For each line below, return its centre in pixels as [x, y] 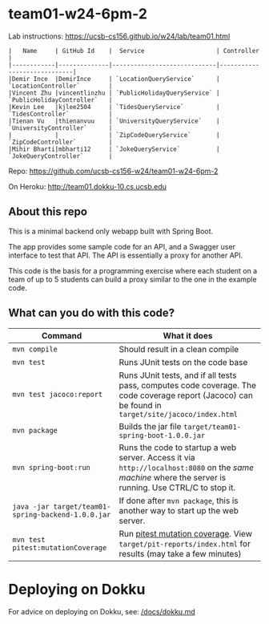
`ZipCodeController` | [60, 142]
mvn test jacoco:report [58, 394]
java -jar [31, 506]
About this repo [48, 212]
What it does [188, 335]
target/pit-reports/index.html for [185, 544]
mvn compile [35, 349]
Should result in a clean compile [179, 349]
